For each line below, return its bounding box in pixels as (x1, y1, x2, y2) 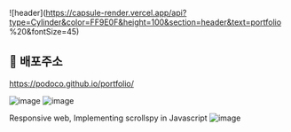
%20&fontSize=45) (9, 27, 80, 36)
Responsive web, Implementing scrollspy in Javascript (9, 113, 208, 123)
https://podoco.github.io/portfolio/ (9, 78, 135, 89)
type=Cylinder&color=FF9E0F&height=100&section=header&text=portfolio (9, 17, 282, 27)
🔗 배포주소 (9, 54, 64, 69)
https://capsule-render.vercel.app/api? (45, 8, 187, 18)
